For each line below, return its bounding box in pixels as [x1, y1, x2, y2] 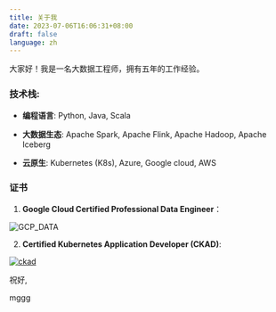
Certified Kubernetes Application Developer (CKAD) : [21, 238, 222, 250]
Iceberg [21, 139, 52, 150]
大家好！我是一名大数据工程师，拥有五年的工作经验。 [9, 63, 205, 74]
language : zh [9, 37, 58, 47]
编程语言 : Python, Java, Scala [21, 110, 131, 120]
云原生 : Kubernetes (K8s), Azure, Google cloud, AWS [21, 157, 216, 168]
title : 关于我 [9, 12, 58, 22]
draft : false [9, 29, 58, 38]
